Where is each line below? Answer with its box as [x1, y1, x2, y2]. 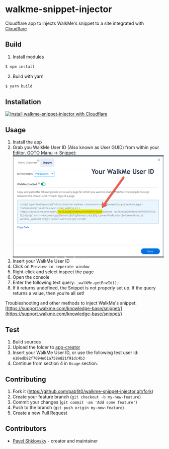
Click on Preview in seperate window [12, 264, 90, 270]
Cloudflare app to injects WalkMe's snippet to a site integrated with [5, 20, 144, 26]
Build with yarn [12, 73, 44, 79]
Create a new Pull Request [12, 410, 68, 416]
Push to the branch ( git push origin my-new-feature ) [12, 404, 124, 410]
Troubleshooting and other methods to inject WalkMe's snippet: [5, 300, 137, 306]
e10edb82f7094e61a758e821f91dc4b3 [12, 356, 85, 361]
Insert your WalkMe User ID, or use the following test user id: [12, 350, 139, 356]
